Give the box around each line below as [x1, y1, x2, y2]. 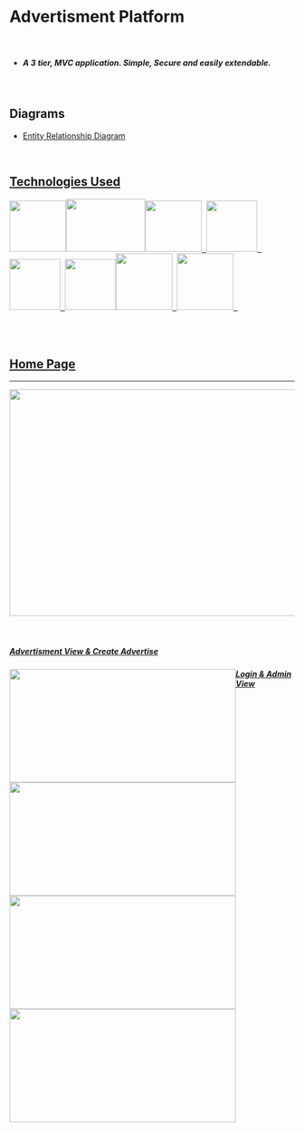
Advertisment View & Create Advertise [9, 645, 158, 656]
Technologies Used [9, 174, 120, 189]
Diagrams [9, 106, 65, 121]
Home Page [9, 356, 76, 372]
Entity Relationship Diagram [22, 130, 126, 141]
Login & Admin [235, 669, 292, 680]
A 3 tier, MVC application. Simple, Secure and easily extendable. [22, 57, 271, 68]
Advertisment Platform [9, 6, 185, 27]
